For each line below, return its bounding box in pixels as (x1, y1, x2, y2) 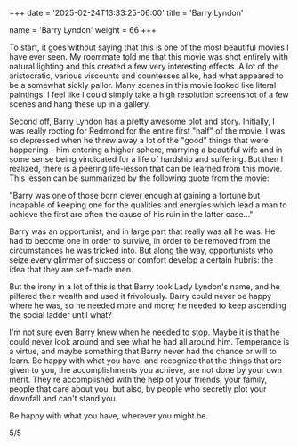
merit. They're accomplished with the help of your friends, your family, (9, 374, 268, 385)
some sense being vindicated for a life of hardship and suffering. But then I (9, 154, 284, 164)
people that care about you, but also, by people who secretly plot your (9, 384, 267, 394)
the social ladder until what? (9, 310, 113, 320)
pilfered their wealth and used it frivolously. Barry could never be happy (9, 291, 272, 301)
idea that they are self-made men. (9, 264, 133, 274)
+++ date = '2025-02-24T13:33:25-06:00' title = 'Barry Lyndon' (9, 8, 244, 18)
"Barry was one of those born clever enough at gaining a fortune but (9, 191, 261, 200)
